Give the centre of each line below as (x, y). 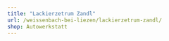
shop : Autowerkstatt (38, 26)
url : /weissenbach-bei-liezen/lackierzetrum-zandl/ (84, 20)
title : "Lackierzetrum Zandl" (52, 14)
